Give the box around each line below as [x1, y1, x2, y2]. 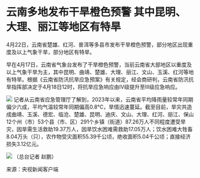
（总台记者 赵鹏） [13, 152, 57, 160]
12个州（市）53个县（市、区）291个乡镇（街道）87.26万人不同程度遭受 [6, 118, 181, 125]
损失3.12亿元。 [6, 140, 42, 147]
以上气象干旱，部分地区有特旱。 [16, 48, 95, 55]
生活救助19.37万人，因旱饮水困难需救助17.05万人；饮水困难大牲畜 [32, 125, 193, 132]
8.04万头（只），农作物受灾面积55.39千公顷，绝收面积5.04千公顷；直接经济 [6, 133, 191, 140]
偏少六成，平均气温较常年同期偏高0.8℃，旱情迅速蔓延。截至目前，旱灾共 [6, 103, 187, 110]
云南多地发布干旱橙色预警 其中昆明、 [6, 5, 186, 19]
